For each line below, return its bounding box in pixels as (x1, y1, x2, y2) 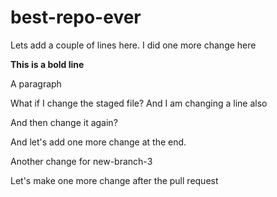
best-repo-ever (10, 6, 142, 29)
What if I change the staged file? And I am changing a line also (10, 97, 268, 109)
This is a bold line (10, 58, 85, 70)
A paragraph (10, 77, 62, 90)
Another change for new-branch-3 (10, 155, 153, 167)
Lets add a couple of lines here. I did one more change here (10, 39, 257, 51)
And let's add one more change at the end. (10, 136, 187, 148)
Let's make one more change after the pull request (10, 174, 219, 186)
